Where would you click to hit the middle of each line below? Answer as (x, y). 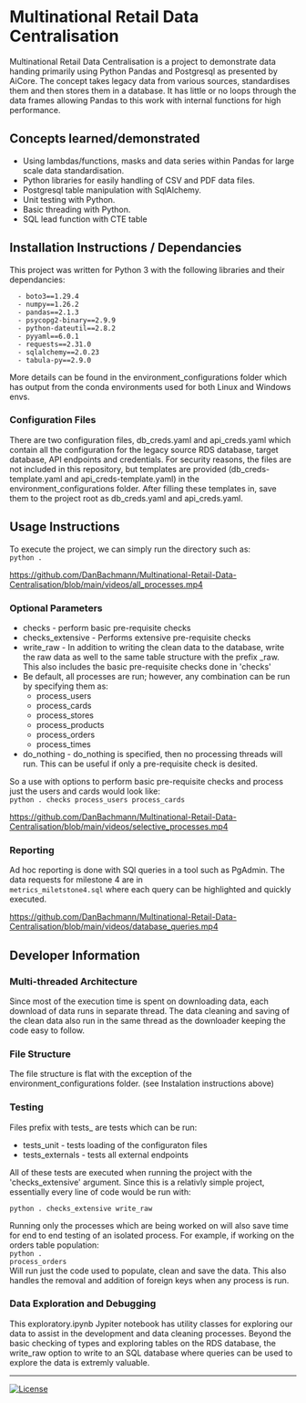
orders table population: (55, 1245)
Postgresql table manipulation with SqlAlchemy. (112, 190)
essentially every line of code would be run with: (100, 1192)
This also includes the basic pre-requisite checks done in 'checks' (147, 666)
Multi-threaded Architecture (74, 981)
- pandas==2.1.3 (48, 312)
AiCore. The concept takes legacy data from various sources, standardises (150, 80)
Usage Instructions (65, 527)
